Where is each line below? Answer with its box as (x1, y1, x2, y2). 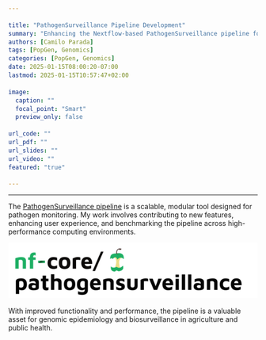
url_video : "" (8, 155, 55, 162)
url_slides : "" (8, 147, 59, 155)
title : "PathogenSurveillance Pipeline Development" (8, 21, 186, 29)
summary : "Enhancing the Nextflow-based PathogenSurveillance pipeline (8, 29, 249, 37)
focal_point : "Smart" (15, 105, 87, 113)
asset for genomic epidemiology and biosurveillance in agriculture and (8, 314, 238, 324)
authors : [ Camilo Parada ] (8, 38, 93, 46)
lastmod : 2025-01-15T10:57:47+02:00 (8, 71, 129, 79)
